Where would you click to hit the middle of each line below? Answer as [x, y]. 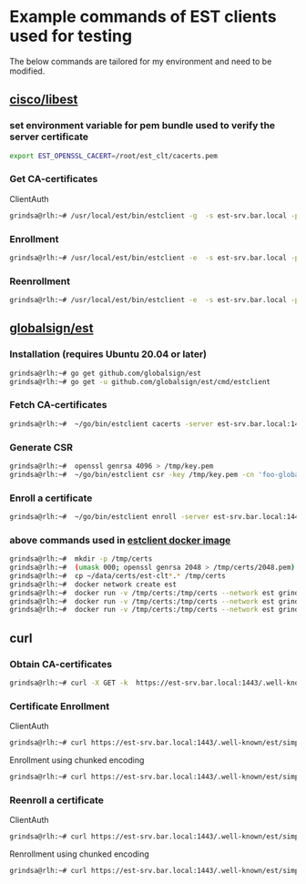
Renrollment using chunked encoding [80, 854]
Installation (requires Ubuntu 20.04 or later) [108, 354]
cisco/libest [44, 100]
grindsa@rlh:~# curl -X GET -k [69, 683]
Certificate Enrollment [60, 706]
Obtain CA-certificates [61, 664]
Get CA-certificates [54, 179]
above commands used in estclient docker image [120, 540]
